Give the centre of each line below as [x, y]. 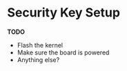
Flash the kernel [40, 45]
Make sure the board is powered [63, 52]
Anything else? [38, 59]
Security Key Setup [64, 13]
